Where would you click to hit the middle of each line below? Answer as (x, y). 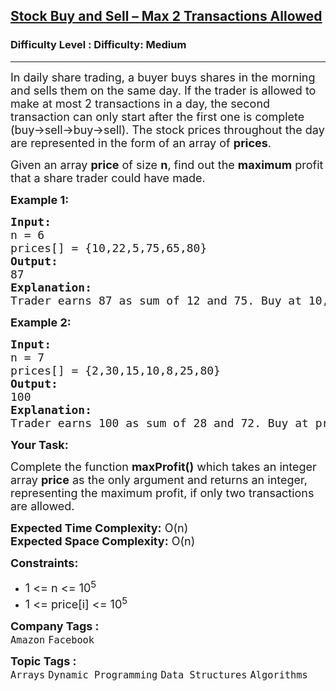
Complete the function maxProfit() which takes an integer (163, 466)
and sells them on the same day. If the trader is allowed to (163, 90)
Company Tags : (55, 626)
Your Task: (39, 444)
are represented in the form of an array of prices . (141, 142)
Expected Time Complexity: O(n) (99, 527)
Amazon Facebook (52, 640)
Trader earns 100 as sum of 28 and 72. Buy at (159, 422)
